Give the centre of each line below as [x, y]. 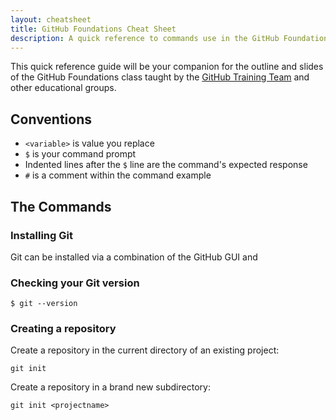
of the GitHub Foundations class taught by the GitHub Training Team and [160, 77]
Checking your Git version [75, 283]
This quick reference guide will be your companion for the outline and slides [167, 67]
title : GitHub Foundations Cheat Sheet [93, 29]
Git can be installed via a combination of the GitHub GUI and [134, 257]
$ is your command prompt [80, 154]
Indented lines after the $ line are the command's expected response [166, 165]
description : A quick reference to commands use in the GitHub [145, 38]
